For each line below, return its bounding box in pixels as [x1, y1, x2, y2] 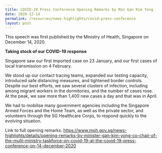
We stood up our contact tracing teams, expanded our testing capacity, [5, 72, 148, 78]
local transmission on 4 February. [5, 63, 72, 69]
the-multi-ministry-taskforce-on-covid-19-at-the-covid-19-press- [5, 138, 137, 144]
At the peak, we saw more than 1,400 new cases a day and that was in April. [5, 93, 158, 99]
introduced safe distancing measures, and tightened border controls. [5, 78, 143, 84]
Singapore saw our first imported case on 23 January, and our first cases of [5, 58, 157, 64]
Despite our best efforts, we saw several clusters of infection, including [5, 83, 148, 89]
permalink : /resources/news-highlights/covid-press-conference [5, 16, 136, 21]
